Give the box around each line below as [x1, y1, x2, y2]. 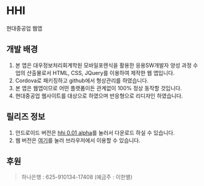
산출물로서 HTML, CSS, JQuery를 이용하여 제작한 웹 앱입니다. [26, 69, 175, 76]
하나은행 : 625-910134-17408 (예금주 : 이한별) [21, 173, 133, 181]
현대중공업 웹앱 [6, 24, 43, 32]
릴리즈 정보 [6, 112, 46, 122]
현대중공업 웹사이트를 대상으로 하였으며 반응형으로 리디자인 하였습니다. [15, 92, 183, 99]
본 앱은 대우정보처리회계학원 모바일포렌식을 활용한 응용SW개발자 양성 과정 [15, 62, 192, 69]
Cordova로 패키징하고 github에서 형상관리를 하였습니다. [15, 77, 149, 84]
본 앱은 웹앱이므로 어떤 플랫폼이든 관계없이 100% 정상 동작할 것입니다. [15, 84, 183, 91]
